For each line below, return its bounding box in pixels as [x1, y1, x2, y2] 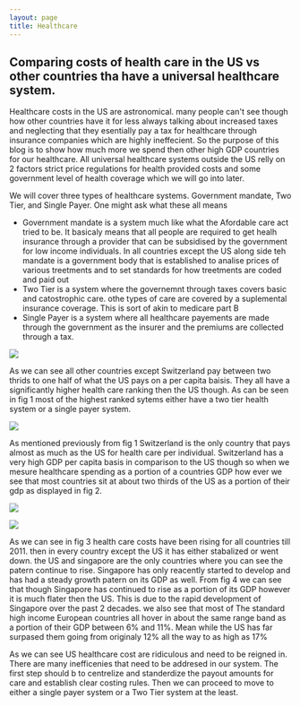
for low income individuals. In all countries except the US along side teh [21, 245, 287, 256]
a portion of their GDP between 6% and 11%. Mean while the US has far [9, 622, 273, 633]
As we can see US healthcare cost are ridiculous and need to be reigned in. [9, 649, 288, 659]
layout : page [9, 13, 58, 22]
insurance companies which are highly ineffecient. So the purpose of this [9, 135, 279, 146]
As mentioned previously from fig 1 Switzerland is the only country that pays [9, 438, 291, 449]
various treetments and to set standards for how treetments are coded [21, 265, 282, 276]
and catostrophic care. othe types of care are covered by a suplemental [21, 293, 287, 305]
